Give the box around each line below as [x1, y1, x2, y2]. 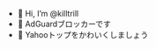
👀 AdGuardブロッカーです [17, 18, 112, 29]
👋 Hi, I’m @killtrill [17, 9, 79, 18]
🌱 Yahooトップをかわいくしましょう [17, 30, 149, 39]
